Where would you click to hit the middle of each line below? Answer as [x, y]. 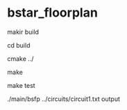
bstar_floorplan [53, 13]
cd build [19, 45]
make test [22, 85]
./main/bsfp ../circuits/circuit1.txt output [63, 99]
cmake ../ [20, 58]
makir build [23, 32]
